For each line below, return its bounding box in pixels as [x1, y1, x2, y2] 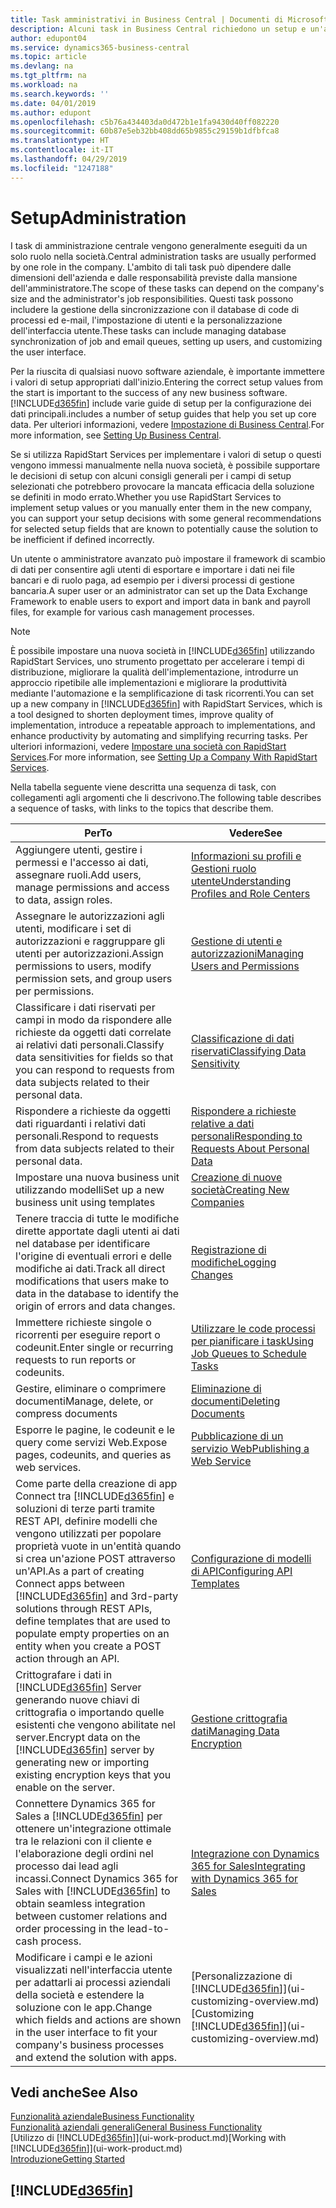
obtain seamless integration [15, 1896, 146, 1910]
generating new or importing [15, 1755, 150, 1769]
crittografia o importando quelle [15, 1705, 165, 1719]
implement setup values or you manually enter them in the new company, [10, 501, 312, 513]
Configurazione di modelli [190, 1551, 312, 1565]
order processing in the [15, 1921, 125, 1935]
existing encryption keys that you [15, 1767, 172, 1781]
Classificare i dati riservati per [15, 1000, 156, 1014]
